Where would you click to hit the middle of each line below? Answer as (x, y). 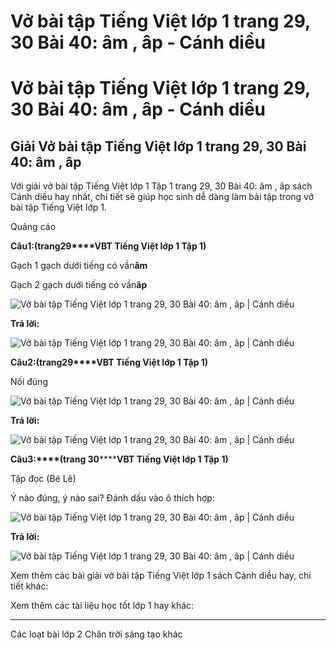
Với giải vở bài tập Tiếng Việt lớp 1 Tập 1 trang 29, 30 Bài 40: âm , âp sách (161, 186)
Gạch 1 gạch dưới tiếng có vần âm (79, 266)
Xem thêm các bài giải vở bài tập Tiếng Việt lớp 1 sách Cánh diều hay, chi (161, 576)
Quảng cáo (33, 227)
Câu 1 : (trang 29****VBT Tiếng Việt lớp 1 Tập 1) (108, 246)
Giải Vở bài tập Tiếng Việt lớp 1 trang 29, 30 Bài (158, 146)
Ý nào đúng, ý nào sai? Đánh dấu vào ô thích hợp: (112, 498)
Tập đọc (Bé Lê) (43, 479)
